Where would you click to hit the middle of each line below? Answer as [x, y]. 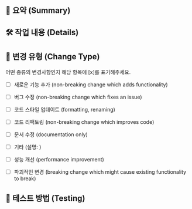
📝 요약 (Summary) [38, 11]
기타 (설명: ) [28, 147]
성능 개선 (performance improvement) [59, 159]
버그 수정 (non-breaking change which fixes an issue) [78, 97]
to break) [25, 178]
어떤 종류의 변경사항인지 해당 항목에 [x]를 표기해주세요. [68, 72]
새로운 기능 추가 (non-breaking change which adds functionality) [91, 85]
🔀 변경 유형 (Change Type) [53, 57]
